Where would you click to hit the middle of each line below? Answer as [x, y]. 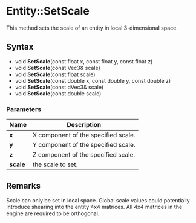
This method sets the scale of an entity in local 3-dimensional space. [92, 28]
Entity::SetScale [48, 11]
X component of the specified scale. [84, 135]
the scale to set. [55, 164]
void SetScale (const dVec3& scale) [59, 87]
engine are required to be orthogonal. [53, 213]
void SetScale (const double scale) [58, 93]
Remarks [24, 186]
